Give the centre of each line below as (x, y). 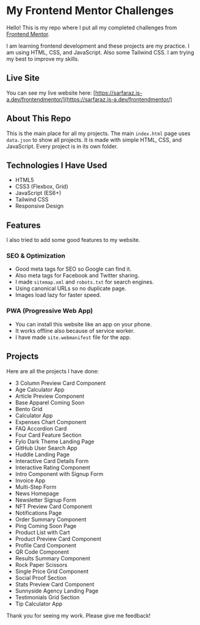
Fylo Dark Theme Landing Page (55, 441)
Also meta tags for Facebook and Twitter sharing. (77, 276)
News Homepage (37, 493)
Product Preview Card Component (58, 539)
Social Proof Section (41, 577)
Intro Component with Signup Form (59, 473)
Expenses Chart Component (51, 422)
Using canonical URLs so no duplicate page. (71, 288)
